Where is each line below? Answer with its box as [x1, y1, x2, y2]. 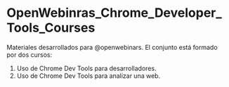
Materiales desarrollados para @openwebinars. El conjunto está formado [6, 43, 218, 51]
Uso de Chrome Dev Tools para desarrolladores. [16, 64, 157, 72]
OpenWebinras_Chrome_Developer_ [6, 5, 222, 21]
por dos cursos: [6, 51, 53, 59]
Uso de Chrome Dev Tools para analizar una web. [16, 72, 161, 80]
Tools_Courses [6, 20, 96, 36]
